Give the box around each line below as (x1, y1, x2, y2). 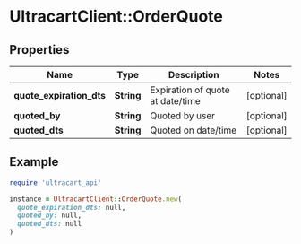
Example (9, 154, 59, 170)
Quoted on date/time (150, 124, 237, 136)
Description (168, 69, 219, 81)
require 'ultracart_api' (9, 178, 102, 187)
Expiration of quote (150, 83, 230, 96)
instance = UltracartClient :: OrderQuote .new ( (9, 195, 182, 204)
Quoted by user (150, 109, 215, 122)
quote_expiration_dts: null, (17, 203, 126, 212)
